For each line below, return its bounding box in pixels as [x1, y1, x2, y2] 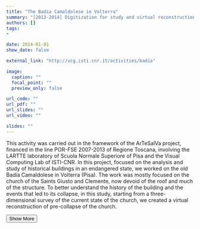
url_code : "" [6, 96, 39, 102]
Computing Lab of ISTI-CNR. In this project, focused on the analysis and [6, 158, 183, 165]
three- [151, 190, 166, 197]
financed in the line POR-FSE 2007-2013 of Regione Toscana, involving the [6, 146, 190, 153]
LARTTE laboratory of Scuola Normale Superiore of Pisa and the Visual [6, 152, 180, 159]
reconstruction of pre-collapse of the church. [6, 203, 117, 210]
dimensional [6, 196, 36, 203]
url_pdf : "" [6, 102, 36, 108]
